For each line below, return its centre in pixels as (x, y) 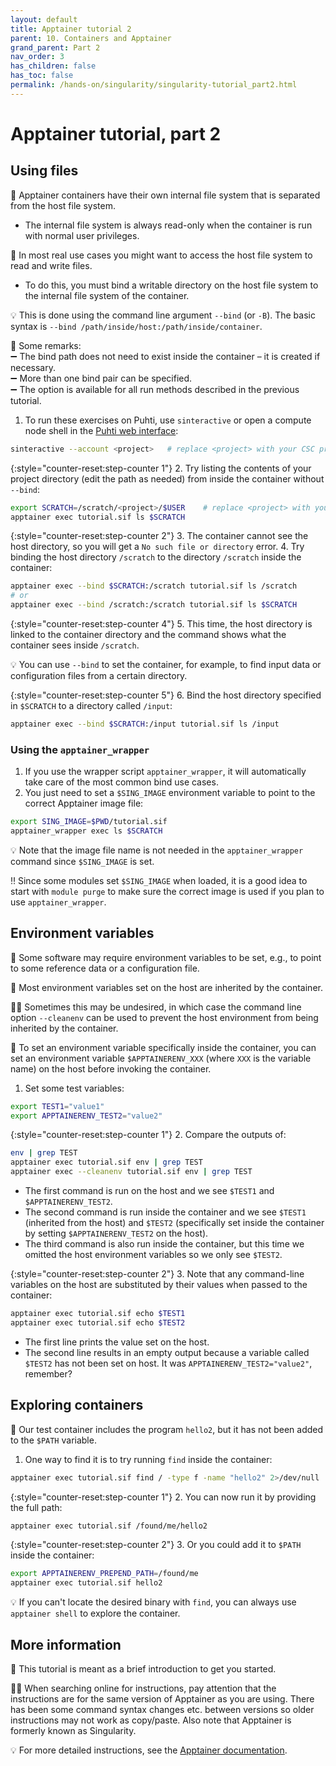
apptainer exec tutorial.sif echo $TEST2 (98, 1322)
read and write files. (51, 265)
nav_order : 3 (37, 57)
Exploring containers (77, 1405)
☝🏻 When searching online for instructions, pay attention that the (143, 1688)
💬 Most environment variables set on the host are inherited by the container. (166, 987)
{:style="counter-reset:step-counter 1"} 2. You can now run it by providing (163, 1497)
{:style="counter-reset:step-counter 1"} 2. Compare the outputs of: (148, 1135)
